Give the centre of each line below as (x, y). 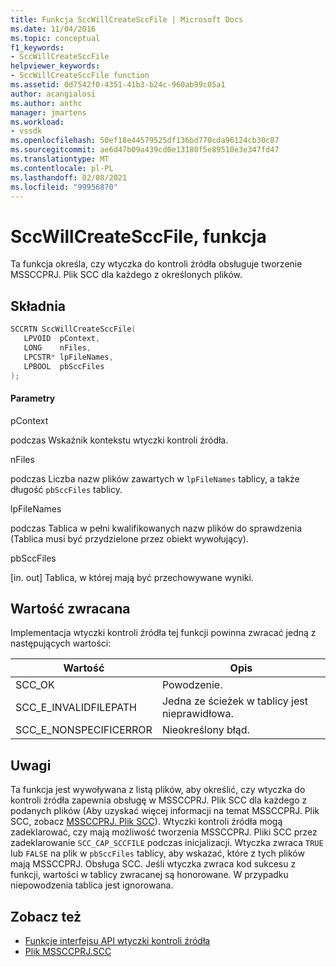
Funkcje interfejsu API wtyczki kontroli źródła (117, 941)
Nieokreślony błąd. (205, 730)
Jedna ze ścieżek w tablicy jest (234, 701)
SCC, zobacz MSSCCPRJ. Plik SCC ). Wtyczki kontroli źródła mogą (146, 822)
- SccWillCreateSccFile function (80, 76)
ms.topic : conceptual (55, 38)
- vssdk (26, 131)
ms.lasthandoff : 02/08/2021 (69, 177)
